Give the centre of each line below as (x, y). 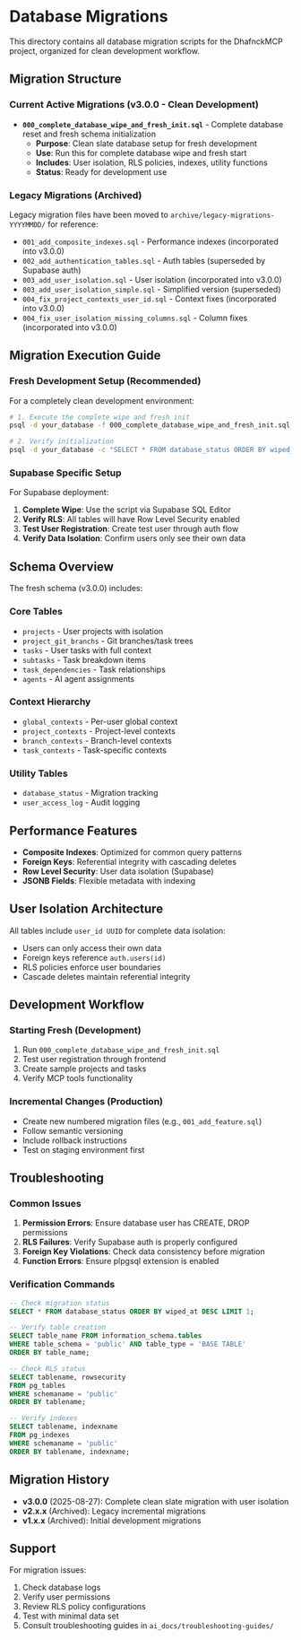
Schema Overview (62, 567)
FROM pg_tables (38, 1385)
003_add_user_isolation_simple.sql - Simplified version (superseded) (151, 289)
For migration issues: (48, 1570)
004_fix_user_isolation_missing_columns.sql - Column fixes (135, 318)
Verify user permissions (66, 1597)
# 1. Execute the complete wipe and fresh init (100, 417)
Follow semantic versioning (73, 1130)
